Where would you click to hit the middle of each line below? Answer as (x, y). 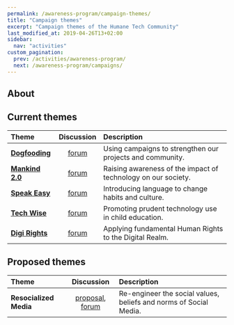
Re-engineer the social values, (169, 293)
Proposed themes (46, 262)
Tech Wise (29, 213)
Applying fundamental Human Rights (163, 228)
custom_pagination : (36, 53)
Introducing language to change (155, 189)
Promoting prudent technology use (160, 208)
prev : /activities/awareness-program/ (70, 59)
